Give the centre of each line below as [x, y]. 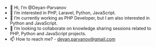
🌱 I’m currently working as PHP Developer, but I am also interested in [80, 18]
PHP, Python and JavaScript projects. [48, 34]
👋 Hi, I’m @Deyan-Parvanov [38, 8]
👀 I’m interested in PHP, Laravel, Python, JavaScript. [63, 13]
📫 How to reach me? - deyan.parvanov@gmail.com [62, 39]
